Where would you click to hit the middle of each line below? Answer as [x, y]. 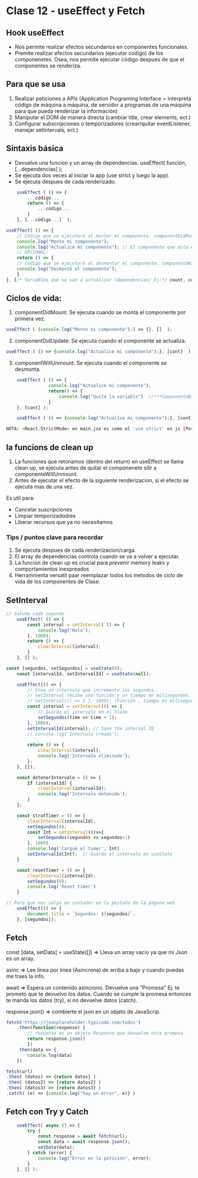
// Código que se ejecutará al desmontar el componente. [88, 263]
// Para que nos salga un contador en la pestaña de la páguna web [91, 903]
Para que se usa [36, 84]
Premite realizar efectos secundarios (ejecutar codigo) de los [89, 53]
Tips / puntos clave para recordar [55, 537]
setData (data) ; [56, 1147]
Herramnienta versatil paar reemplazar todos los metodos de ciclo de [99, 575]
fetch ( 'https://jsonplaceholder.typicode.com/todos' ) [74, 1022]
